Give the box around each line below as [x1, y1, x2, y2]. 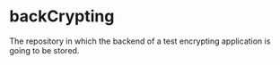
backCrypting [9, 6, 115, 27]
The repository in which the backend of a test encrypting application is [9, 36, 271, 46]
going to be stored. [9, 45, 80, 55]
